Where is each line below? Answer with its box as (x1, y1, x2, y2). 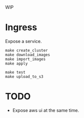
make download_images (5, 52, 50, 57)
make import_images (5, 56, 46, 61)
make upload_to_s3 (5, 74, 43, 79)
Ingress (5, 22, 37, 33)
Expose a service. (5, 38, 42, 44)
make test (5, 69, 26, 74)
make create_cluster (5, 47, 48, 53)
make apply (5, 61, 28, 66)
